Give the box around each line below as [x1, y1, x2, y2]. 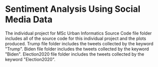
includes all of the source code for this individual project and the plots [5, 35, 146, 41]
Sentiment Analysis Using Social [5, 3, 141, 15]
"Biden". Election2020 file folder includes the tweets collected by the [5, 51, 145, 57]
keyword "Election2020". [5, 56, 55, 62]
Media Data [5, 14, 53, 25]
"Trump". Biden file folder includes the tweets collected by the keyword [5, 46, 149, 52]
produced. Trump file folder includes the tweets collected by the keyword [5, 40, 154, 46]
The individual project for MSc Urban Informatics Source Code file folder [5, 30, 152, 36]
